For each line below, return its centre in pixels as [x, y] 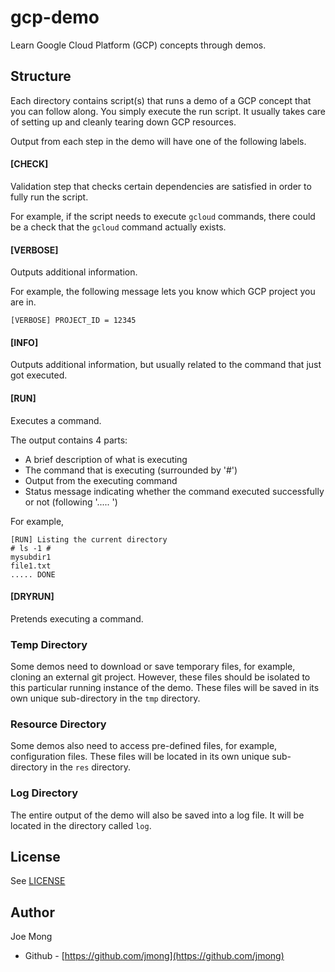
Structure [41, 76]
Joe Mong [31, 937]
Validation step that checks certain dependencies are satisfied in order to [161, 186]
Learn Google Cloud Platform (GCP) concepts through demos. [138, 45]
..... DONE [33, 574]
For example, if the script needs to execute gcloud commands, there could [163, 216]
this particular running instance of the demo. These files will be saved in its [165, 688]
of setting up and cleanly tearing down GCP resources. [123, 122]
